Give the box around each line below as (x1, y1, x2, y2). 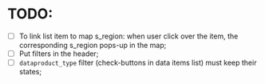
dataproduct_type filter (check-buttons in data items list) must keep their (18, 58, 257, 68)
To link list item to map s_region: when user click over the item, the (18, 31, 239, 41)
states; (18, 67, 42, 77)
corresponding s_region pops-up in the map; (18, 41, 167, 50)
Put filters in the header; (18, 49, 99, 58)
